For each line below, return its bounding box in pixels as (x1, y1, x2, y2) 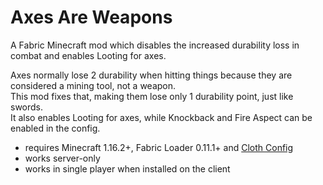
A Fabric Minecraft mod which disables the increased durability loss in (10, 39, 300, 51)
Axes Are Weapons (10, 6, 173, 29)
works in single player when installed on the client (24, 162, 231, 175)
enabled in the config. (10, 122, 101, 134)
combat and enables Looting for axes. (10, 49, 167, 61)
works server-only (24, 152, 101, 164)
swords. (10, 101, 44, 113)
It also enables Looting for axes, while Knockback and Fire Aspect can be (10, 111, 313, 123)
